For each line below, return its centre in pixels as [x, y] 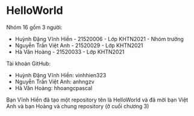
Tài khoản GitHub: [29, 63]
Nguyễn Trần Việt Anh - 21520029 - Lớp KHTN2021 [79, 45]
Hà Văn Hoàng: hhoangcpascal [53, 88]
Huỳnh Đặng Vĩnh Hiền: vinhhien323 [61, 75]
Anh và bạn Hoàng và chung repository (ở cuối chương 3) [78, 106]
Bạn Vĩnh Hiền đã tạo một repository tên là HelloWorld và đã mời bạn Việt [97, 100]
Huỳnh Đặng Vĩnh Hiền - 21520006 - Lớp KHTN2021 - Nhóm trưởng [99, 39]
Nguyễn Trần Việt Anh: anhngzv [55, 82]
